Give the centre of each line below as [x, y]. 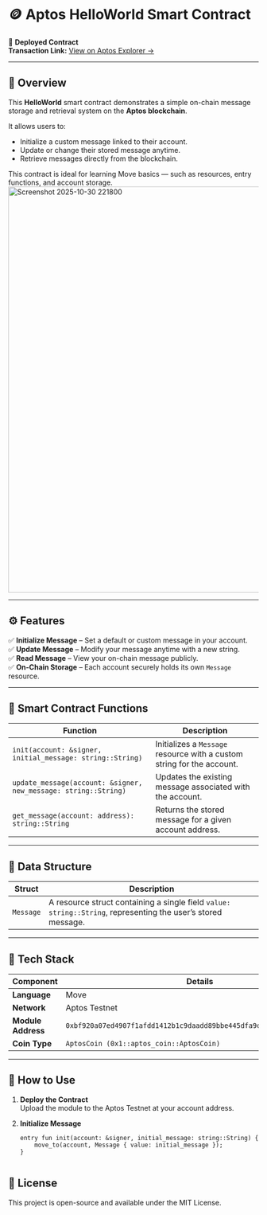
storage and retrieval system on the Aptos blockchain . [98, 111]
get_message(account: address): [74, 816]
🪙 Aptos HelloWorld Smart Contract [130, 15]
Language [32, 995]
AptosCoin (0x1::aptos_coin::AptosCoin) [143, 1043]
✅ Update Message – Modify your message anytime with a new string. [124, 649]
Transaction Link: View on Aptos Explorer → [81, 50]
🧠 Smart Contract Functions [78, 708]
